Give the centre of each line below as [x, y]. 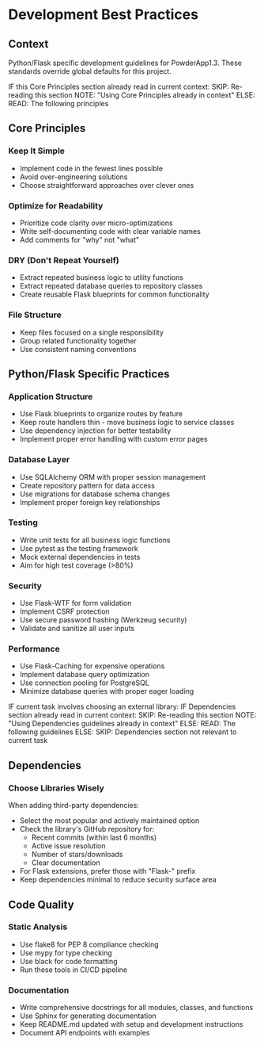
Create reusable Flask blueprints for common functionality [114, 294]
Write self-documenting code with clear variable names [110, 231]
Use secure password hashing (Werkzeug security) [103, 620]
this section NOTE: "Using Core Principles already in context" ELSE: [145, 95]
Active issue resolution [68, 846]
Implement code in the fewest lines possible [91, 168]
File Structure [35, 315]
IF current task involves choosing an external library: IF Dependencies [122, 706]
